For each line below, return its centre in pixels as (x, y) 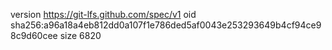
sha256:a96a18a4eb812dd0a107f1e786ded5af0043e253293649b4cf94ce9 (166, 25)
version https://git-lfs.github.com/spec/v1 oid (103, 14)
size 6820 (80, 35)
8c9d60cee (34, 35)
